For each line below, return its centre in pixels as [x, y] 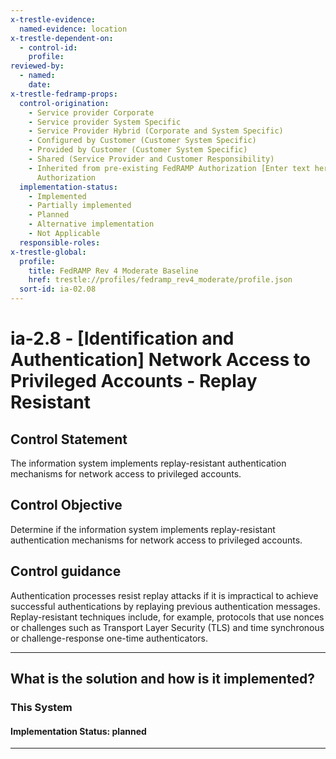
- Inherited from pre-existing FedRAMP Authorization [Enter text [169, 168]
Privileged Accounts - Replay [134, 381]
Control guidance [66, 571]
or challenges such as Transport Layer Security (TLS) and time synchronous [167, 627]
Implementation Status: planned [78, 731]
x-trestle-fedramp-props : [64, 94]
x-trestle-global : [48, 252]
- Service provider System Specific [105, 122]
